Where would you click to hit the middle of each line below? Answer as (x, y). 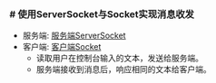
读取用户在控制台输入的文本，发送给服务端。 (120, 58)
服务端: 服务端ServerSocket (74, 36)
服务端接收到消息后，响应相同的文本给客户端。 (123, 69)
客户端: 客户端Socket (62, 47)
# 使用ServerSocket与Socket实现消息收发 (102, 14)
